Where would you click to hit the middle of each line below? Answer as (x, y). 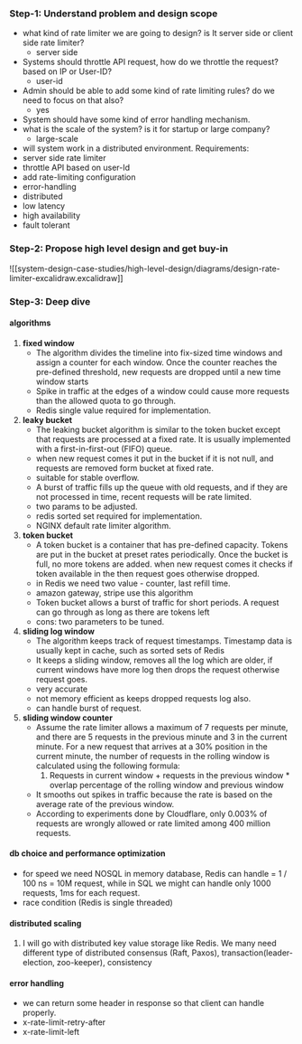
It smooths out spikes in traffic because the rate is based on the (154, 795)
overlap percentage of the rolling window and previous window (166, 785)
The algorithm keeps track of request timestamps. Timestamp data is (164, 641)
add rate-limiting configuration (79, 177)
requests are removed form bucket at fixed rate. (125, 467)
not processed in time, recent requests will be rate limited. (144, 496)
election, (39, 963)
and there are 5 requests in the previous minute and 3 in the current (161, 737)
